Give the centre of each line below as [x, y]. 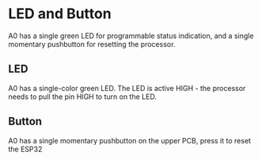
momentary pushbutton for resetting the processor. [92, 44]
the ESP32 [25, 149]
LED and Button [60, 14]
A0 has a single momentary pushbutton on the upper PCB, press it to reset [130, 140]
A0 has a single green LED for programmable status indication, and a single [131, 36]
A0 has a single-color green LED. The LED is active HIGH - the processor [127, 88]
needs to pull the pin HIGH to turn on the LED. [82, 97]
